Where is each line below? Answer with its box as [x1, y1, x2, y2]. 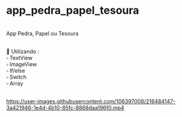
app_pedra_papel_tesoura [6, 4, 139, 17]
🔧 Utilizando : [6, 47, 40, 55]
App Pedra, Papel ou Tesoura [6, 29, 79, 37]
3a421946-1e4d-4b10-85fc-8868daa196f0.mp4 [6, 104, 124, 111]
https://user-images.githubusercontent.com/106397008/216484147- [6, 97, 176, 105]
